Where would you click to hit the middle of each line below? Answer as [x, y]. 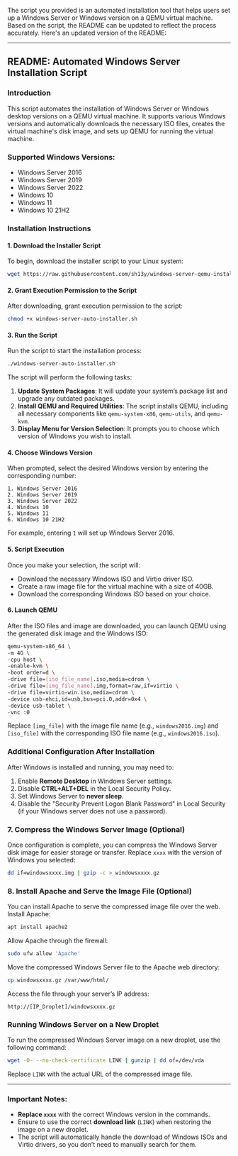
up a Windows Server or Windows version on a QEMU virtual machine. [110, 18]
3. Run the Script [33, 335]
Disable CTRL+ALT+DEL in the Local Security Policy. [94, 788]
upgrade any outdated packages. [66, 399]
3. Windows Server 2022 [42, 501]
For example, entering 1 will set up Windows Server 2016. [91, 533]
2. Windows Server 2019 [42, 495]
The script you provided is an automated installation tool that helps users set [119, 10]
